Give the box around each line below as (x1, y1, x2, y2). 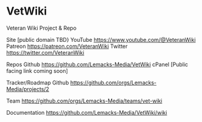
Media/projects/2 (6, 85, 50, 92)
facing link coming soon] (6, 67, 69, 74)
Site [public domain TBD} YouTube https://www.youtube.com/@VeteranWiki (6, 36, 196, 43)
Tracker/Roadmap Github (6, 79, 69, 86)
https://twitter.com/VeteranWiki (6, 49, 85, 56)
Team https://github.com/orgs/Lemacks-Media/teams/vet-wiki (6, 97, 163, 104)
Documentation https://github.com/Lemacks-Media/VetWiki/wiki (6, 109, 167, 116)
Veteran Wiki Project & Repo (6, 24, 77, 32)
